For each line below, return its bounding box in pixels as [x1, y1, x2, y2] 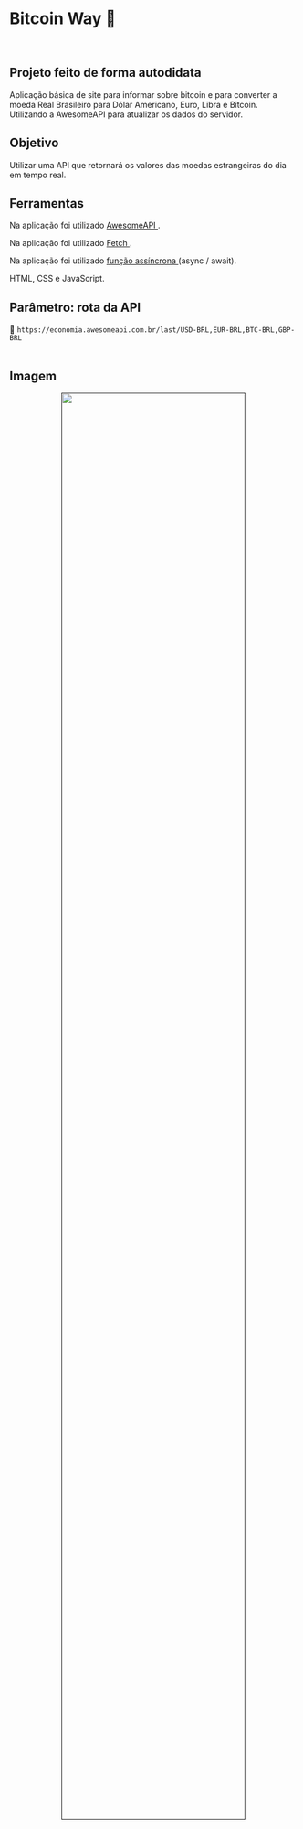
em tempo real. [9, 169, 67, 180]
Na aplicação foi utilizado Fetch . [9, 238, 132, 249]
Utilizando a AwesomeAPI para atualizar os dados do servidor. [9, 109, 244, 120]
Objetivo [9, 135, 59, 151]
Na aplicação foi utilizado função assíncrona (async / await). [9, 255, 237, 266]
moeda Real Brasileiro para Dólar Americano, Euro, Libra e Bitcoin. [9, 99, 258, 110]
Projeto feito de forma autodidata [9, 65, 203, 80]
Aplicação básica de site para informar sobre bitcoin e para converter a [9, 89, 277, 100]
